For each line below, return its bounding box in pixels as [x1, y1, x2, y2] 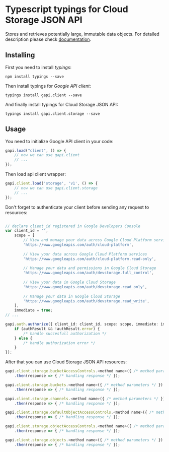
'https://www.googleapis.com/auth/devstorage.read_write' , [23, 298, 150, 303]
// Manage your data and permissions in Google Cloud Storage [23, 266, 156, 271]
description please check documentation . [5, 36, 92, 42]
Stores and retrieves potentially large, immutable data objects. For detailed [5, 31, 159, 37]
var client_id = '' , [5, 228, 49, 233]
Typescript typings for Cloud [5, 4, 128, 15]
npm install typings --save [5, 74, 64, 79]
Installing [5, 51, 35, 59]
